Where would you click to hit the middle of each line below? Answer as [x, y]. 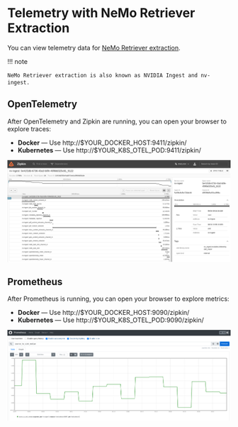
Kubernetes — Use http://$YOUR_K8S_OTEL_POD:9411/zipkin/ [109, 150]
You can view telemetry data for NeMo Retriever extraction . [94, 48]
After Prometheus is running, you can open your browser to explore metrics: [118, 299]
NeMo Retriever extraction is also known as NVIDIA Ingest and [103, 75]
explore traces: [29, 128]
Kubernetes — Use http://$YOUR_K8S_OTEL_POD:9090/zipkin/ [110, 320]
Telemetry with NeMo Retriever [101, 13]
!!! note [18, 61]
